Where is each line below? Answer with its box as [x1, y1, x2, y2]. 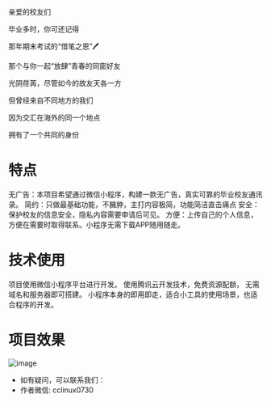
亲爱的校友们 [8, 7, 51, 16]
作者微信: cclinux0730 [19, 385, 94, 395]
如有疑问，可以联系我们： [19, 374, 106, 384]
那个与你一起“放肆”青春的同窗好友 [8, 61, 121, 70]
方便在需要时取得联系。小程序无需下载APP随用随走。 [8, 219, 186, 229]
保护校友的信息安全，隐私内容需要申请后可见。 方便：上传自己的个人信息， [8, 209, 258, 219]
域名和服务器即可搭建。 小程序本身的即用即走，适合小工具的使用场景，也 [8, 290, 251, 299]
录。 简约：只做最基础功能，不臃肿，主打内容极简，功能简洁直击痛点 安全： [8, 199, 260, 209]
